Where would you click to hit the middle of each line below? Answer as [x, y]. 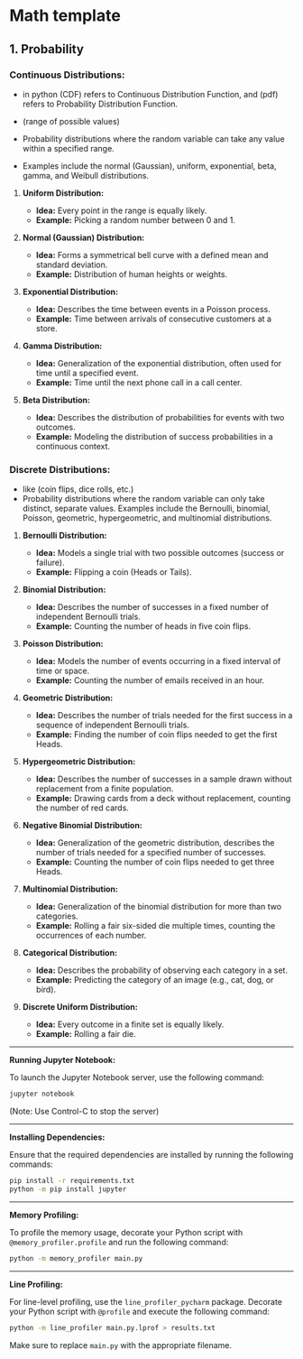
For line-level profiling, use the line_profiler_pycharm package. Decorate [146, 1301]
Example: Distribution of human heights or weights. [132, 274]
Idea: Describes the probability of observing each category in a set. [162, 970]
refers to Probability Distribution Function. [100, 104]
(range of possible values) [71, 121]
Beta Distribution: [56, 400]
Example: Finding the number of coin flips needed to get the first [156, 735]
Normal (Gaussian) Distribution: [83, 237]
